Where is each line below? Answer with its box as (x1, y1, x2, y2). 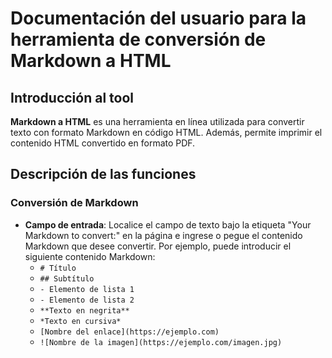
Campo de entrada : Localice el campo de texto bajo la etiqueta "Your (24, 218, 312, 231)
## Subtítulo (39, 273, 95, 284)
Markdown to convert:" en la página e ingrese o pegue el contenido (24, 229, 303, 241)
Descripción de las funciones (10, 166, 197, 183)
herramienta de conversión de (10, 28, 267, 51)
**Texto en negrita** (39, 305, 130, 316)
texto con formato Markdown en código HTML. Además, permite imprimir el (10, 127, 323, 138)
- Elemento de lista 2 (39, 295, 135, 305)
